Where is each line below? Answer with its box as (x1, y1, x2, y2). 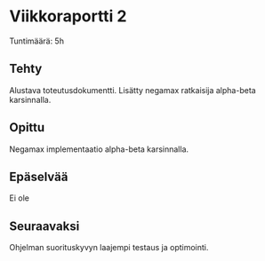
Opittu (9, 120, 45, 135)
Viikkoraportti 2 (9, 6, 127, 27)
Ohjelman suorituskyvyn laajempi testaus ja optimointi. (9, 242, 209, 253)
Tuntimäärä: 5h (9, 36, 65, 46)
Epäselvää (9, 169, 68, 184)
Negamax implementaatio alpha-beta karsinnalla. (9, 144, 189, 154)
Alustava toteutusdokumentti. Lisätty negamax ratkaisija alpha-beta (9, 84, 256, 95)
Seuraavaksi (9, 218, 80, 233)
